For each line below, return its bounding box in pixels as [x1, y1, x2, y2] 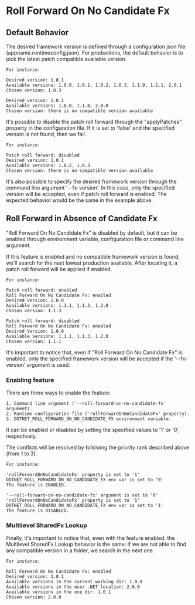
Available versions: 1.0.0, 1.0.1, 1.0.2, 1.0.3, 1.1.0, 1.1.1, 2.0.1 [6, 82, 182, 88]
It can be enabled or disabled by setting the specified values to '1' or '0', [6, 427, 180, 434]
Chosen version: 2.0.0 [6, 594, 61, 600]
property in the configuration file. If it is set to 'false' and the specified [6, 124, 175, 131]
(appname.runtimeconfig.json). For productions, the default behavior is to [6, 49, 183, 56]
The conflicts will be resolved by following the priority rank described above [6, 444, 190, 451]
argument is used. [26, 361, 70, 368]
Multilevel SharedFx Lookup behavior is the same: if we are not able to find [6, 541, 186, 548]
